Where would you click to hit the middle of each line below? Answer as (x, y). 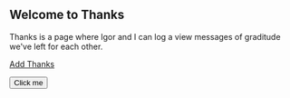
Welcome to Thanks (67, 15)
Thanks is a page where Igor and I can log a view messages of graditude (145, 36)
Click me (29, 82)
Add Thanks (32, 64)
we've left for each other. (56, 46)
